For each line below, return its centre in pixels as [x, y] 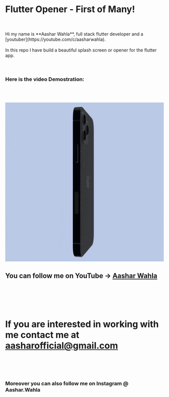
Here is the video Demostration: [45, 79]
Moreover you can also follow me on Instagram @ [67, 383]
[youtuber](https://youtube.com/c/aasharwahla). [56, 39]
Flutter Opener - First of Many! [70, 9]
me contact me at [42, 335]
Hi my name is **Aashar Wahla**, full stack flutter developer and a [74, 34]
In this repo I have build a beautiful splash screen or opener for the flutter [81, 50]
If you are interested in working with [82, 324]
